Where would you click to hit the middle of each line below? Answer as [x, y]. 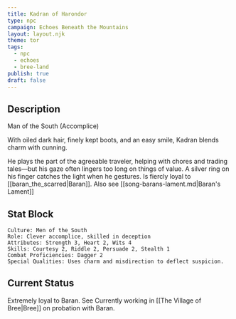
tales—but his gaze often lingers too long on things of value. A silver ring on [118, 169]
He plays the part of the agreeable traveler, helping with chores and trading [117, 162]
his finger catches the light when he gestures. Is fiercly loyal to [99, 177]
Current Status [41, 283]
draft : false [27, 80]
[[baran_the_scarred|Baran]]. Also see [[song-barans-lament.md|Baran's [114, 184]
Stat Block [31, 214]
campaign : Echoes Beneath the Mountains [68, 27]
